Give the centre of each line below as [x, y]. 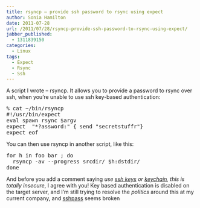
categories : [21, 46]
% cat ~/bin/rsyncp [35, 109]
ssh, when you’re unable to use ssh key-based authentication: [83, 97]
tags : [13, 57]
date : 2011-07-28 [28, 23]
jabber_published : [29, 34]
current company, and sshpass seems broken [63, 198]
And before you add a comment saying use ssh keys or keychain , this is [95, 179]
